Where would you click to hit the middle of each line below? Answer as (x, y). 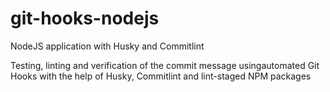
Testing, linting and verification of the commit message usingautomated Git (165, 65)
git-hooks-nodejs (85, 18)
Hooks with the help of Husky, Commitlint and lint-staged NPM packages (161, 76)
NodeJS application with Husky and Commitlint (107, 46)
